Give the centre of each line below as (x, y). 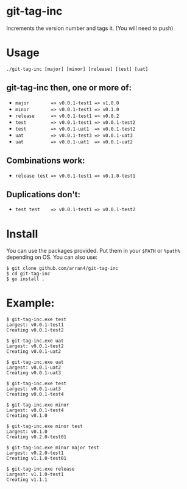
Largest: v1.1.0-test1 (35, 474)
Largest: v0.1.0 (27, 432)
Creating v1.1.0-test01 (37, 458)
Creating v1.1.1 (27, 480)
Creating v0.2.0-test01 (37, 437)
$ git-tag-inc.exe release (41, 469)
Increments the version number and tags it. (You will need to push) (90, 28)
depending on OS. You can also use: (52, 257)
